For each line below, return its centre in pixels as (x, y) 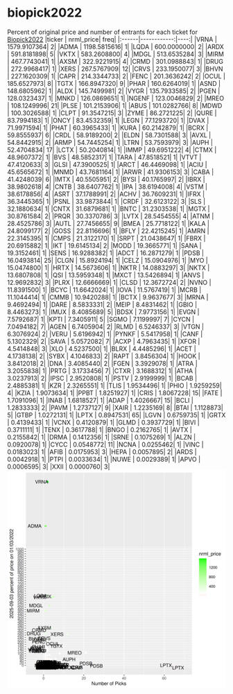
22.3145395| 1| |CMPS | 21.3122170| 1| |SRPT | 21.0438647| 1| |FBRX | (106, 238)
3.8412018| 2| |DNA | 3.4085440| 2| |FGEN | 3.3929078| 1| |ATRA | (102, 363)
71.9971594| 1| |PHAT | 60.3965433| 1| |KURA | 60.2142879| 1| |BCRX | (108, 128)
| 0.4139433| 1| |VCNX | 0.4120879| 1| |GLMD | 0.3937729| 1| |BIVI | (103, 422)
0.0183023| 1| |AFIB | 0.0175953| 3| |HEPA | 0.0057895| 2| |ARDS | (102, 451)
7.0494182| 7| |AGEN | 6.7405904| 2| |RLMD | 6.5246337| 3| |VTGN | (106, 327)
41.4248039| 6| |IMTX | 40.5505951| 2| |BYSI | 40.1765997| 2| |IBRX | (106, 179)
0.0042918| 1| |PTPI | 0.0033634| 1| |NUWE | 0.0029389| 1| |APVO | (104, 459)
